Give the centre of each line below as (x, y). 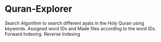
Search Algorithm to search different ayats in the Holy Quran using (75, 23)
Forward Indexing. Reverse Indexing (43, 34)
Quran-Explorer (38, 9)
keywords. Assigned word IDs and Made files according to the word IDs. (81, 28)
